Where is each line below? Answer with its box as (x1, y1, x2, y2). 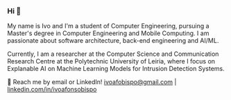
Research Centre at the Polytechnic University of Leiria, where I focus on (7, 57, 216, 66)
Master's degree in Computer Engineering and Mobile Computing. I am (7, 29, 209, 37)
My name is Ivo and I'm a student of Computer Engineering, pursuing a (7, 22, 209, 30)
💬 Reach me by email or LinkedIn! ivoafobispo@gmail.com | (7, 78, 177, 86)
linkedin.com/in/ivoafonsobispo (7, 86, 97, 94)
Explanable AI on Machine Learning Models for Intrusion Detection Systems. (7, 65, 225, 73)
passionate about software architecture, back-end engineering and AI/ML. (7, 37, 219, 45)
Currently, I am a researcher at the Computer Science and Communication (7, 50, 219, 58)
